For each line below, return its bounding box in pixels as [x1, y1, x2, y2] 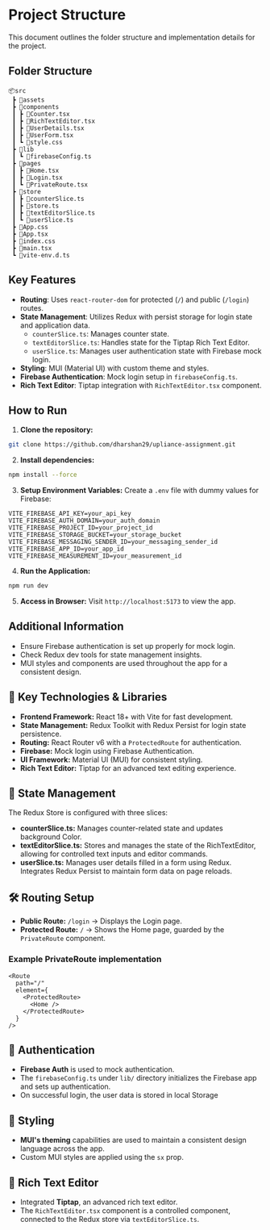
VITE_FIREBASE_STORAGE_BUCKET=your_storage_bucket [8, 531, 182, 539]
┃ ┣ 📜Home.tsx [11, 166, 60, 174]
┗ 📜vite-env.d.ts [11, 251, 70, 259]
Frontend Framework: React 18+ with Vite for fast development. [19, 712, 234, 722]
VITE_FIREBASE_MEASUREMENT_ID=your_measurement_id [8, 552, 182, 560]
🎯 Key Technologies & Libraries [8, 690, 168, 704]
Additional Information [8, 620, 124, 634]
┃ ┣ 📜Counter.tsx [11, 110, 70, 118]
